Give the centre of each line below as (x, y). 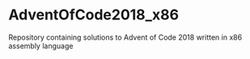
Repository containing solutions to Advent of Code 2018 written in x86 (125, 37)
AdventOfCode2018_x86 (94, 15)
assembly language (41, 45)
